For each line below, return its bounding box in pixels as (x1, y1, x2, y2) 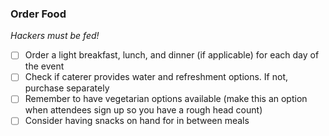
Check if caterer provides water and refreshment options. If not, (24, 71, 288, 83)
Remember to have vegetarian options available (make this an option (24, 93, 308, 105)
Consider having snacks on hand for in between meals (24, 115, 250, 127)
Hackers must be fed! (10, 30, 100, 42)
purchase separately (24, 82, 110, 94)
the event (24, 60, 65, 72)
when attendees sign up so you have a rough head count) (24, 104, 263, 116)
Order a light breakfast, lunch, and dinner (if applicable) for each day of (24, 49, 320, 61)
